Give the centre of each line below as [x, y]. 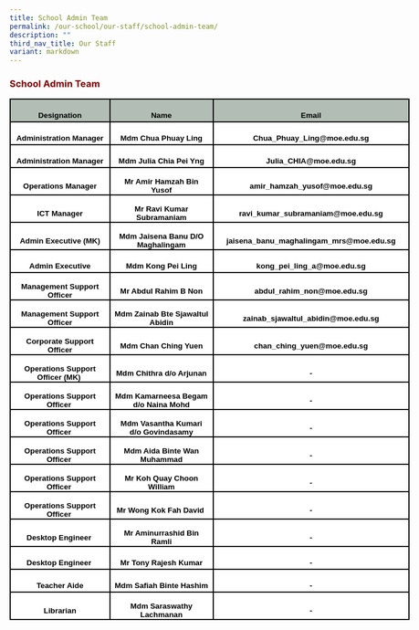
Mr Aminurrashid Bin [161, 534]
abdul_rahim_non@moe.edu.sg [311, 291]
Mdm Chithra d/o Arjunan [161, 373]
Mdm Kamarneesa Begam [161, 397]
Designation [60, 115]
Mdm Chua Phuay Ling [161, 138]
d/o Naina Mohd [161, 405]
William [161, 487]
